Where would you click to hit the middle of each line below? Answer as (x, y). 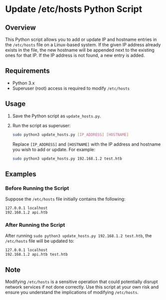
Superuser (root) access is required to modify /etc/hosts (71, 88)
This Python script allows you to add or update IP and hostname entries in (81, 39)
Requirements (27, 71)
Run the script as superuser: (41, 125)
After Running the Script (35, 225)
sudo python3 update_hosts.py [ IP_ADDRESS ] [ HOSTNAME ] (71, 135)
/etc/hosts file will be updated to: (40, 241)
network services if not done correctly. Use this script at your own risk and (82, 287)
